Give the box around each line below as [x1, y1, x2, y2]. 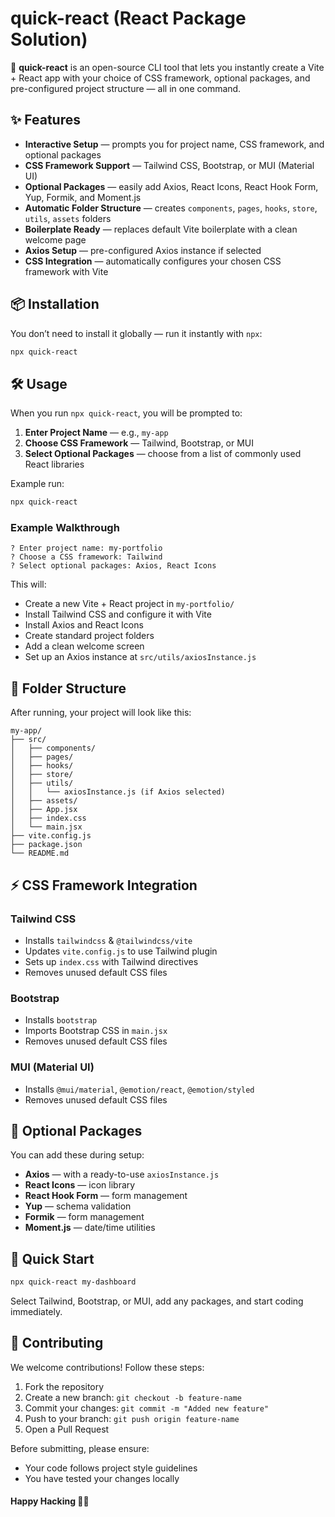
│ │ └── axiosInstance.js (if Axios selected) [10, 787, 226, 797]
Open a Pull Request [24, 1423, 110, 1435]
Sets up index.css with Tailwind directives [24, 955, 199, 967]
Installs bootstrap [24, 1014, 98, 1026]
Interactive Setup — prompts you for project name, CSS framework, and [24, 138, 325, 150]
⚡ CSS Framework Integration [10, 877, 198, 894]
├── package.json [10, 840, 83, 850]
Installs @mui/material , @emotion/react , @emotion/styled [24, 1083, 255, 1095]
